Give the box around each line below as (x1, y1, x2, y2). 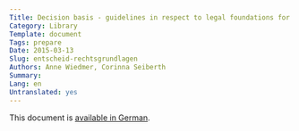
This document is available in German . (9, 112, 150, 123)
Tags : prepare (9, 37, 63, 47)
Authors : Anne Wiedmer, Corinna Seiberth (9, 63, 167, 72)
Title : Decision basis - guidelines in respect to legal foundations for (9, 12, 291, 22)
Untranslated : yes (9, 87, 78, 96)
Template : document (9, 29, 82, 38)
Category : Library (9, 21, 78, 30)
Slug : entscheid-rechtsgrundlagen (9, 54, 139, 63)
